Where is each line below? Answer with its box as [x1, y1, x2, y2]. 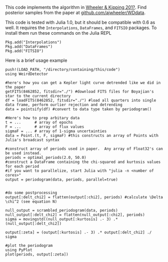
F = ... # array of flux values [5, 124, 85, 129]
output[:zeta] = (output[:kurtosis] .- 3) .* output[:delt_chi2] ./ [5, 230, 152, 235]
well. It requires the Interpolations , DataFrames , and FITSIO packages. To [5, 25, 157, 31]
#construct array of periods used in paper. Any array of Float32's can [5, 146, 163, 151]
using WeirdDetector [5, 71, 49, 76]
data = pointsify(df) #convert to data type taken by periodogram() [5, 107, 152, 112]
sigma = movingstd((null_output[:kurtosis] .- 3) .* [5, 217, 118, 222]
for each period [5, 164, 39, 169]
